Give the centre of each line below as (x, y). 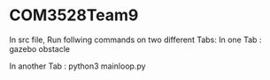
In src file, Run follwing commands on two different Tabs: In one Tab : (135, 40)
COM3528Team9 (74, 15)
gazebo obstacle (40, 48)
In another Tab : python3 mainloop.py (77, 66)
